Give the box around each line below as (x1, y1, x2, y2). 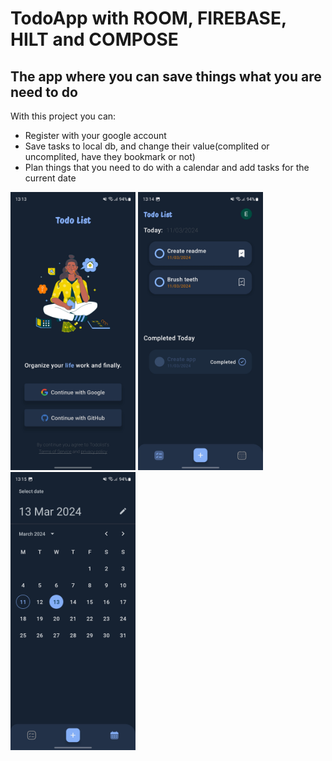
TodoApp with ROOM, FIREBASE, (10, 7, 287, 30)
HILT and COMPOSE (10, 28, 179, 51)
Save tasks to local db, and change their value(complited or (24, 140, 270, 152)
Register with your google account (24, 130, 167, 141)
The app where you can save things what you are (10, 68, 322, 85)
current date (24, 172, 77, 184)
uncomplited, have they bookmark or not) (24, 151, 196, 162)
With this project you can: (10, 110, 117, 122)
